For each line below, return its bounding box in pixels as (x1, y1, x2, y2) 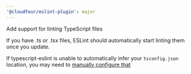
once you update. (6, 43, 50, 50)
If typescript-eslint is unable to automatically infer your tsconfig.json (6, 54, 179, 61)
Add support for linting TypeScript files (6, 25, 103, 32)
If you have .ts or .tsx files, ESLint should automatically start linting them (6, 36, 185, 44)
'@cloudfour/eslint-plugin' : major (6, 8, 96, 15)
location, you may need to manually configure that (6, 61, 131, 68)
